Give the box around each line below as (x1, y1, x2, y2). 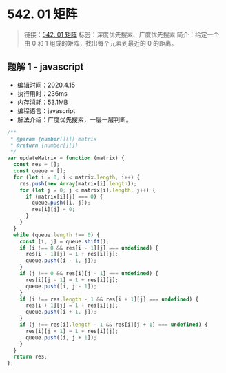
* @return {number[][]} (10, 142, 79, 149)
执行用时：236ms (17, 89, 68, 97)
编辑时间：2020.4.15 (17, 81, 76, 89)
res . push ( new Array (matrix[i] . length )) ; (19, 180, 137, 187)
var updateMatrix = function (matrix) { (7, 154, 125, 162)
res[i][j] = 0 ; (32, 206, 76, 213)
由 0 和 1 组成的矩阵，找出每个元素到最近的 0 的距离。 (23, 39, 178, 47)
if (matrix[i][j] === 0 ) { (25, 193, 103, 200)
